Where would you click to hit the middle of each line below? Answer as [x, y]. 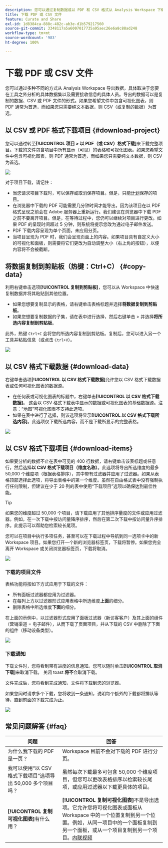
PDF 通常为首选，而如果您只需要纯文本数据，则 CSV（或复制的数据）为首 [81, 107]
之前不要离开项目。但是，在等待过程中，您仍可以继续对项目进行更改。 [85, 218]
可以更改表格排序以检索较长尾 [117, 779]
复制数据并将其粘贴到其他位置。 [38, 294]
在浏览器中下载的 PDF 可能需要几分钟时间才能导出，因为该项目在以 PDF [86, 205]
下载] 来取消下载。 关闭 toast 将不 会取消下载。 [52, 672]
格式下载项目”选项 [29, 776]
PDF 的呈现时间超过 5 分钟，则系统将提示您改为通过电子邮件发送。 [87, 224]
